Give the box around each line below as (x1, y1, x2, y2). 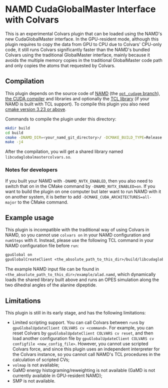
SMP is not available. (12, 377, 56, 383)
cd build (5, 130, 23, 135)
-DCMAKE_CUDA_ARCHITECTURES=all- (82, 194, 152, 199)
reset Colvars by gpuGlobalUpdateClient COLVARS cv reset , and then (12, 330, 153, 336)
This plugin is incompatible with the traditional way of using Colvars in (5, 226, 149, 233)
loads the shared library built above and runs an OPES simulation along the (5, 276, 159, 283)
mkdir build (5, 125, 30, 130)
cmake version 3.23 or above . (5, 106, 66, 112)
